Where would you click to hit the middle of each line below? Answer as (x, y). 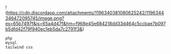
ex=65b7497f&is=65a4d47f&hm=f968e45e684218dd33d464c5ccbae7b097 (86, 23)
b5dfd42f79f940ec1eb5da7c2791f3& (44, 29)
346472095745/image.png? (35, 18)
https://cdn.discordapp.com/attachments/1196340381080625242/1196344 (86, 13)
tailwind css (19, 47)
